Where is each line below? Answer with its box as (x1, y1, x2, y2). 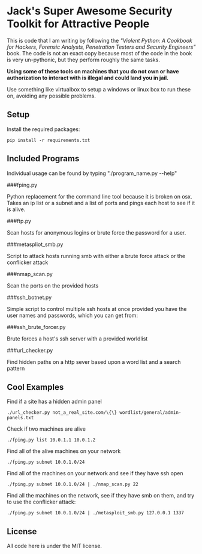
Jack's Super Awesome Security (7, 4, 173, 18)
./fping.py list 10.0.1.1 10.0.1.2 (7, 437, 96, 443)
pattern (7, 365, 25, 372)
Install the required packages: (7, 125, 80, 133)
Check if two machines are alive (7, 425, 86, 432)
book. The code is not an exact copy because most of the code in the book (7, 49, 192, 57)
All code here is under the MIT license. (7, 543, 102, 550)
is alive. (7, 206, 26, 213)
